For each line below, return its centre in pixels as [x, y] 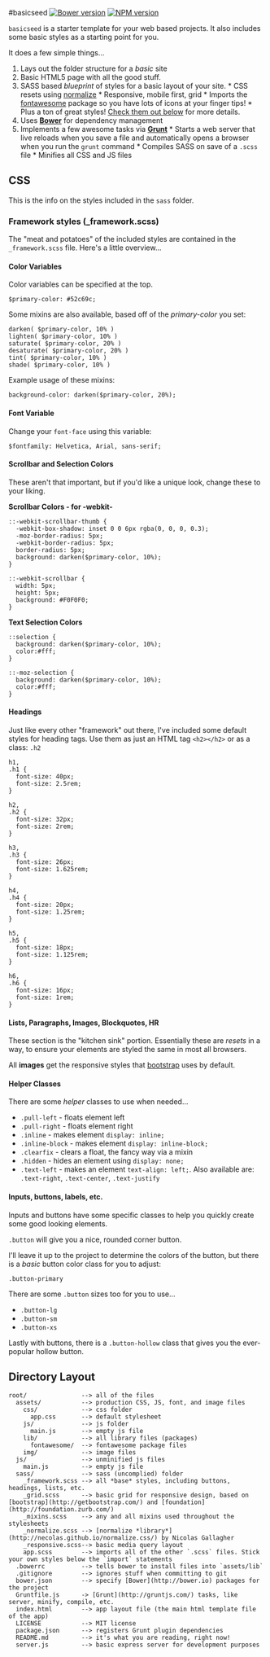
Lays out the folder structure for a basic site [94, 68]
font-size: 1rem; [45, 997]
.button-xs [39, 1327]
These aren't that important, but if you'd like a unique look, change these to [135, 482]
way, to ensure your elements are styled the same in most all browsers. [128, 1050]
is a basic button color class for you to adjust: [85, 1264]
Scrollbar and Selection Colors [61, 464]
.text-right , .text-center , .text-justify [90, 1178]
